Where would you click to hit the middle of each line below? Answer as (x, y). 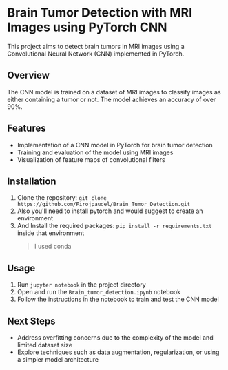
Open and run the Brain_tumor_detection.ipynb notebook (99, 292)
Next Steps (31, 321)
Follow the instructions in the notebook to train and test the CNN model (118, 299)
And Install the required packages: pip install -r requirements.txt (114, 226)
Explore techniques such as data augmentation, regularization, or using (118, 352)
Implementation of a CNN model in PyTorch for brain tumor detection (115, 145)
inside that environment (51, 233)
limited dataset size (44, 345)
